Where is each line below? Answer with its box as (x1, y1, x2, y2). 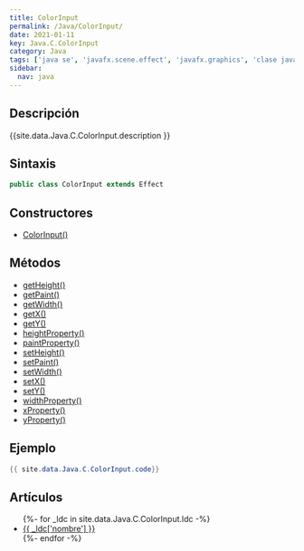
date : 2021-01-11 (9, 30, 75, 39)
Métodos (9, 256, 62, 271)
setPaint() (22, 356, 60, 367)
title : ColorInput (9, 13, 79, 23)
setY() (22, 385, 46, 396)
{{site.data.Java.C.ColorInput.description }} (9, 130, 171, 140)
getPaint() (22, 289, 61, 300)
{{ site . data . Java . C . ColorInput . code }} (9, 464, 160, 474)
